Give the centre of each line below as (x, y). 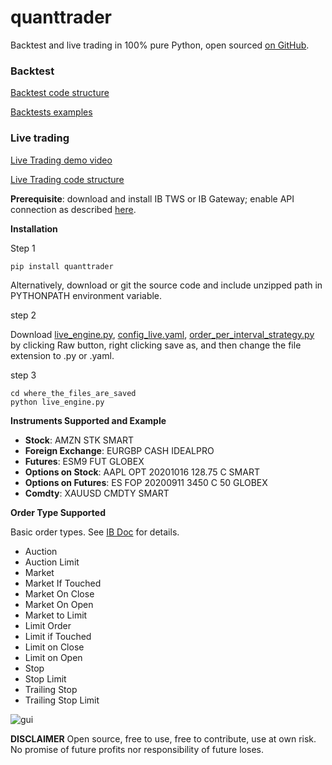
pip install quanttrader (62, 266)
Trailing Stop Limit (62, 700)
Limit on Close (54, 647)
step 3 (23, 375)
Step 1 (23, 248)
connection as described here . (73, 209)
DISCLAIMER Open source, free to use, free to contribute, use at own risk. (163, 738)
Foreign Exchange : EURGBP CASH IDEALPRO (119, 450)
